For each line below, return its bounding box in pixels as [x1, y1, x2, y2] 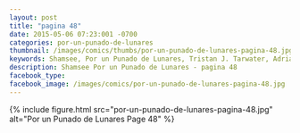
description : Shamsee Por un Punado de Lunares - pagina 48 [9, 63, 238, 72]
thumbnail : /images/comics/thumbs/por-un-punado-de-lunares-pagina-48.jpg [9, 46, 294, 55]
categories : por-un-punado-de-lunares [9, 37, 154, 47]
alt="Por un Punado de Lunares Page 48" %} [9, 113, 175, 124]
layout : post [9, 12, 58, 22]
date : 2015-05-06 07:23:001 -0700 [9, 29, 138, 38]
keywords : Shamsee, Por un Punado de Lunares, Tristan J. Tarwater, [9, 54, 270, 63]
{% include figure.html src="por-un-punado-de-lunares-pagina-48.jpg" [9, 104, 274, 114]
